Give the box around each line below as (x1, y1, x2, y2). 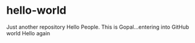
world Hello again (6, 29, 51, 36)
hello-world (6, 4, 67, 17)
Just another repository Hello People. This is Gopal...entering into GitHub (6, 23, 190, 30)
